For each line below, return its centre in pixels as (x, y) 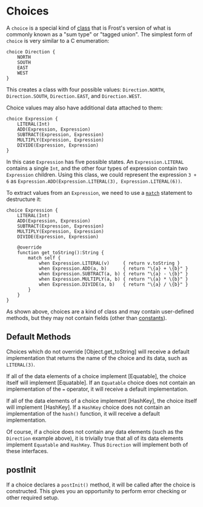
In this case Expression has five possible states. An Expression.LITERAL (95, 162)
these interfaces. (27, 451)
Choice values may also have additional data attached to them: (85, 108)
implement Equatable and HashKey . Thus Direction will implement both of (97, 444)
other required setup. (33, 497)
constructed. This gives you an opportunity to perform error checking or (96, 491)
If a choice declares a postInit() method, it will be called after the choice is (101, 485)
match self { (45, 258)
